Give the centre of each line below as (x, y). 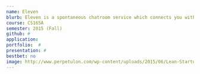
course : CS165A (25, 23)
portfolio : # (24, 45)
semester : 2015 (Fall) (34, 28)
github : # (18, 34)
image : (14, 61)
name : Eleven (22, 12)
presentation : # (26, 51)
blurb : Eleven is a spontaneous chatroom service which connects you (94, 17)
